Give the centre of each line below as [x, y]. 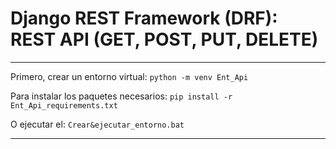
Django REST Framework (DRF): [144, 18]
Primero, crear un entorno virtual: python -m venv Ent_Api [129, 76]
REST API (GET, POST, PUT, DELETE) [164, 39]
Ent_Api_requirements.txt [64, 105]
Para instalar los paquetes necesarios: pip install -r [121, 96]
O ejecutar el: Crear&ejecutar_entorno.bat [97, 124]
